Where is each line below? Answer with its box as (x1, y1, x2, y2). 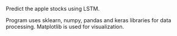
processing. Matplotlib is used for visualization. (5, 23, 125, 30)
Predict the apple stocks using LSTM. (5, 5, 100, 12)
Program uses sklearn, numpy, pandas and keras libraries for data (5, 17, 172, 23)
